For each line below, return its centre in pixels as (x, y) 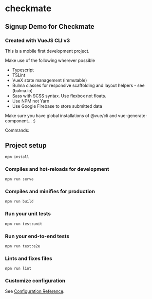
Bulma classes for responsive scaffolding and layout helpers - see (78, 85)
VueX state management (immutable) (49, 80)
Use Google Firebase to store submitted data (57, 106)
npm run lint (18, 269)
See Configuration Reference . (35, 291)
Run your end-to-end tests (37, 236)
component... (19, 120)
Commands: (17, 130)
